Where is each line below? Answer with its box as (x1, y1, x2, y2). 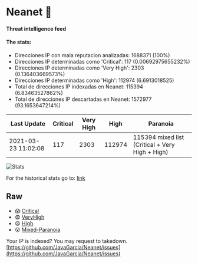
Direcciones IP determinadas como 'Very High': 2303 (14, 64, 144, 71)
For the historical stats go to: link (6, 174, 85, 182)
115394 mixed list (133, 133, 184, 141)
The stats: (6, 38, 32, 46)
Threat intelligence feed (6, 25, 67, 32)
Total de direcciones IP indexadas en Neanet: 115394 (14, 83, 143, 90)
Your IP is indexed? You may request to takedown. (6, 237, 128, 244)
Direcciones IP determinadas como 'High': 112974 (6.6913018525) (14, 77, 174, 84)
